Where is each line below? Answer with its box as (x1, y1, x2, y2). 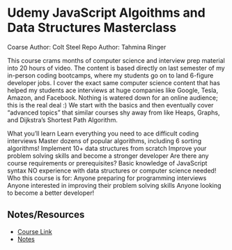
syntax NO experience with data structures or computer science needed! (7, 166, 217, 175)
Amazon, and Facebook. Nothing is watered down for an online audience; (7, 93, 218, 102)
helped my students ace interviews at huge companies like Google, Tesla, (7, 86, 219, 94)
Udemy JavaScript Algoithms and (7, 5, 206, 21)
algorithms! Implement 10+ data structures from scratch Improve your (7, 144, 207, 152)
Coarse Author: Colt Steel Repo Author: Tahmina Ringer (7, 43, 167, 51)
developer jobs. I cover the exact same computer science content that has (7, 78, 221, 87)
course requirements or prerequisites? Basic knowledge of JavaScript (7, 159, 208, 167)
